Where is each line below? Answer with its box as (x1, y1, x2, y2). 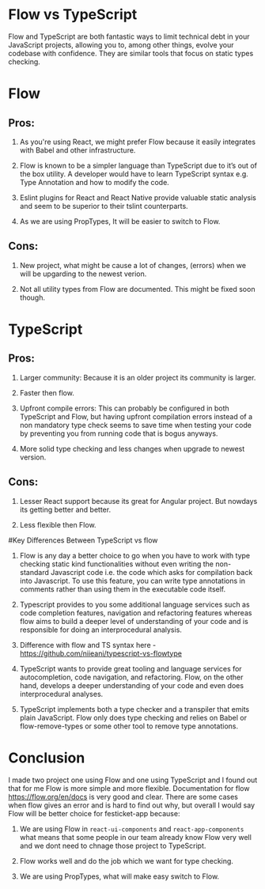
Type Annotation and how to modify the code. (19, 177, 170, 187)
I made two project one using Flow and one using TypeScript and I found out (8, 775, 258, 785)
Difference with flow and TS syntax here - (19, 640, 157, 649)
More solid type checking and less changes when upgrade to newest (19, 444, 245, 453)
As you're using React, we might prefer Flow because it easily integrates (19, 137, 256, 146)
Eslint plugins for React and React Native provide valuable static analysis (19, 192, 257, 202)
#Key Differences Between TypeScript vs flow (8, 535, 158, 545)
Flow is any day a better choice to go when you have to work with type (19, 550, 251, 560)
